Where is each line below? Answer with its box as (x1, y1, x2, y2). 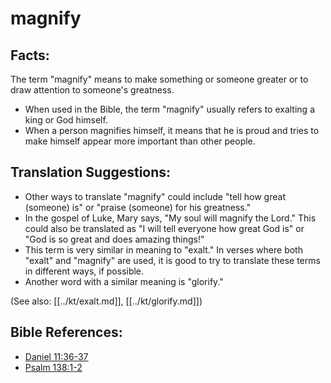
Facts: (10, 47, 50, 64)
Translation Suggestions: (10, 164, 172, 181)
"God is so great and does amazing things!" (24, 233, 205, 245)
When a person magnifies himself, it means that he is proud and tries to (24, 125, 320, 136)
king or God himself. (24, 114, 108, 126)
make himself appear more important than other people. (24, 135, 256, 147)
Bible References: (10, 324, 123, 341)
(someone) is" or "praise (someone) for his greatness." (24, 201, 252, 213)
